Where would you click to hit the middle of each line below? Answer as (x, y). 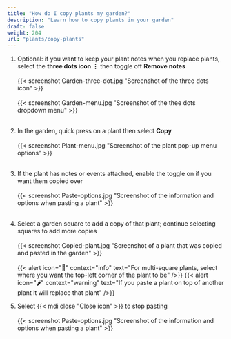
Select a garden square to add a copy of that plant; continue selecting (116, 224)
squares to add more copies (57, 231)
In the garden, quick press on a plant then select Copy (94, 131)
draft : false (26, 26)
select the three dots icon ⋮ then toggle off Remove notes (101, 66)
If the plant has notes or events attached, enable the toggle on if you (114, 174)
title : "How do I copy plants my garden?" (69, 13)
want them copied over (50, 181)
